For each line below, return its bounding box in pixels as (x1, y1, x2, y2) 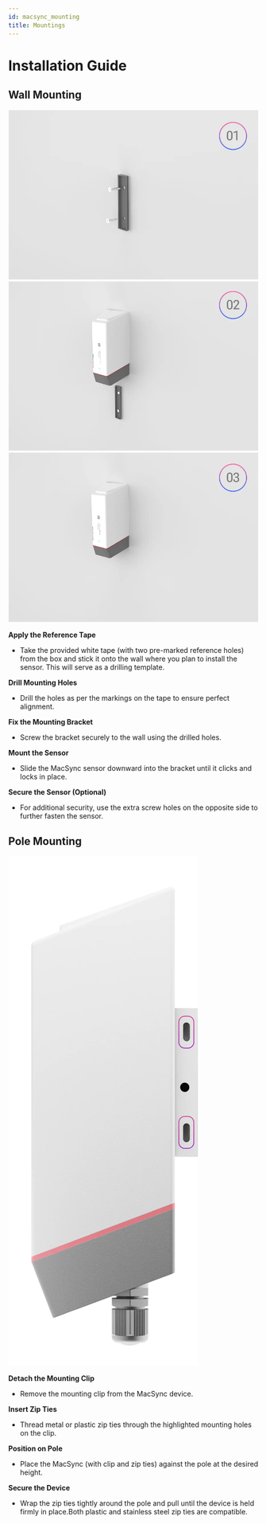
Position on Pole (8, 1444, 64, 1453)
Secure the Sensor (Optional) (8, 787, 107, 797)
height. (19, 1467, 44, 1477)
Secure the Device (8, 1483, 70, 1492)
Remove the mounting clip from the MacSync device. (19, 1389, 194, 1398)
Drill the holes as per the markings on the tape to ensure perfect (19, 694, 230, 703)
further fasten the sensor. (19, 811, 103, 821)
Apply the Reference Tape (8, 630, 97, 640)
